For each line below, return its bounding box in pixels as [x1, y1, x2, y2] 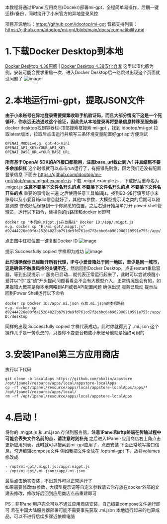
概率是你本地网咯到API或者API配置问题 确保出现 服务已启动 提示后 [22, 283, 158, 290]
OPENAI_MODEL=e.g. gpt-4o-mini [5, 141, 70, 146]
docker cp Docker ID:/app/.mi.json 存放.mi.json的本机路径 [5, 301, 125, 306]
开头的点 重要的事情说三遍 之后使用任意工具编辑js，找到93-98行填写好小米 [5, 190, 159, 196]
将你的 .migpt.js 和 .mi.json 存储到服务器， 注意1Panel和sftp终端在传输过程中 [5, 429, 162, 435]
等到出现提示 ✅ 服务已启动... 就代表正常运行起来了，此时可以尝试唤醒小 [13, 271, 160, 277]
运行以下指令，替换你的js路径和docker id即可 [18, 209, 111, 215]
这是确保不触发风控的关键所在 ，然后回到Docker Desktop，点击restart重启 [5, 265, 157, 271]
